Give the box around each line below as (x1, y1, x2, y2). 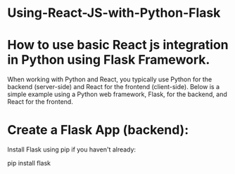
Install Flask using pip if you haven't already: (7, 145, 136, 154)
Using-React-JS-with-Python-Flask (7, 5, 221, 21)
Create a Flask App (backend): (7, 122, 189, 138)
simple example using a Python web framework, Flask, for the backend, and (7, 90, 227, 99)
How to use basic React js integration (7, 37, 229, 53)
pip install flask (7, 159, 51, 168)
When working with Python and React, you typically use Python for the (7, 75, 212, 83)
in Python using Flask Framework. (7, 52, 210, 68)
